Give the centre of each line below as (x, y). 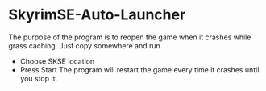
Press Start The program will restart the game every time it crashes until (139, 69)
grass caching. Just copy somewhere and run (85, 45)
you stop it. (39, 78)
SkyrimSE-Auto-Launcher (97, 15)
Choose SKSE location (57, 61)
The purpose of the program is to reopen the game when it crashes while (130, 37)
